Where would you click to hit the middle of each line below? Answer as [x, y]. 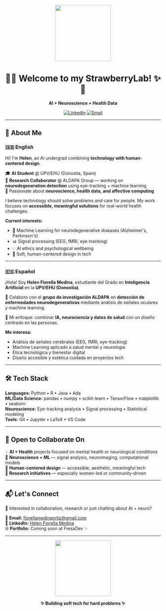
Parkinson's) [25, 235]
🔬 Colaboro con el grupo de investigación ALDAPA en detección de [75, 297]
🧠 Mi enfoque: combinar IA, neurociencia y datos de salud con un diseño [80, 317]
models [13, 462]
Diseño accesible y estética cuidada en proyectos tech [68, 358]
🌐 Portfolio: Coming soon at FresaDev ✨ [46, 529]
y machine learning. [25, 307]
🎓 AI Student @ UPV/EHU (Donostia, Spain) [51, 173]
